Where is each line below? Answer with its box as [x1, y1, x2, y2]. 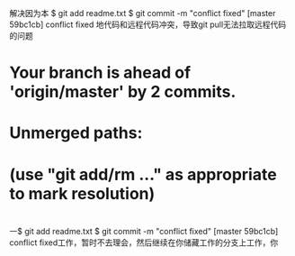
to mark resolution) [9, 183, 156, 204]
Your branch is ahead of [9, 62, 192, 83]
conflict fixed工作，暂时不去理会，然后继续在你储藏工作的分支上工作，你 [9, 237, 279, 248]
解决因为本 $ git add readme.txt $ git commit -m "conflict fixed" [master [9, 8, 276, 18]
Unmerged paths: [9, 123, 143, 143]
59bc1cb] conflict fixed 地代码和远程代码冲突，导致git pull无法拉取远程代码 [9, 19, 287, 30]
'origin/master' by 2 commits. [9, 82, 237, 102]
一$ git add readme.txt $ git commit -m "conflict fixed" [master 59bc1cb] [9, 225, 279, 236]
